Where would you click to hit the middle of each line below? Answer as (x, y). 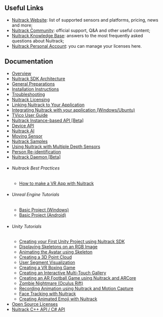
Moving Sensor (27, 136)
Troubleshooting (28, 94)
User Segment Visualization (47, 262)
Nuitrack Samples (29, 141)
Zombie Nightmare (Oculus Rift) (51, 283)
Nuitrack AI (23, 131)
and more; (22, 25)
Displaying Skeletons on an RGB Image (58, 247)
